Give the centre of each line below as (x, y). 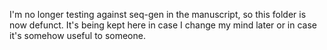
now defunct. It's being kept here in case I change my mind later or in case (163, 25)
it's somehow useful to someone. (77, 35)
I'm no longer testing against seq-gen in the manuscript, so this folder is (158, 14)
